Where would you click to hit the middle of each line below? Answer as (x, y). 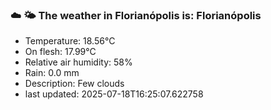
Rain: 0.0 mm (52, 73)
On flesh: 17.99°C (60, 52)
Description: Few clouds (74, 84)
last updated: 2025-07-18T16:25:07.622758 (114, 94)
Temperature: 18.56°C (70, 41)
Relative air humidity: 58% (78, 62)
